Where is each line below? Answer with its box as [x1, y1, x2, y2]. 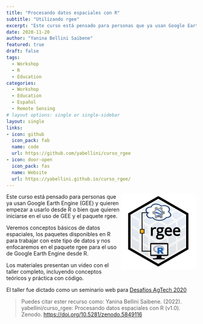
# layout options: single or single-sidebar [6, 112, 120, 118]
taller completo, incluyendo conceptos [6, 268, 102, 276]
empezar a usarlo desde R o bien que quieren [6, 206, 120, 213]
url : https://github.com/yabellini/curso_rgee [11, 150, 131, 157]
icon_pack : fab [11, 137, 50, 144]
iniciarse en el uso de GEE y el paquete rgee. [6, 213, 118, 220]
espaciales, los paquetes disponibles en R [6, 231, 111, 238]
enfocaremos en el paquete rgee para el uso [6, 243, 117, 251]
